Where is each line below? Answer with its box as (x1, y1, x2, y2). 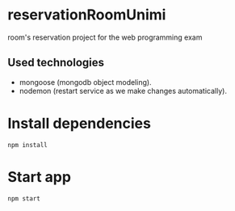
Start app (7, 167, 72, 186)
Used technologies (7, 56, 105, 70)
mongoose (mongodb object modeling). (19, 77, 152, 87)
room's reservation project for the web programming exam (7, 32, 203, 42)
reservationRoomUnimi (7, 6, 166, 24)
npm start (7, 194, 41, 203)
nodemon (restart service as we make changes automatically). (19, 86, 228, 95)
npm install (7, 141, 48, 149)
